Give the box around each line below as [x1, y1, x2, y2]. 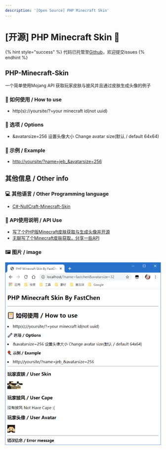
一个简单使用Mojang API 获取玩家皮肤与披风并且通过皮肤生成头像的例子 [5, 82, 151, 89]
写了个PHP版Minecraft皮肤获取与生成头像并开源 [12, 229, 110, 235]
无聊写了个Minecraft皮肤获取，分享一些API [12, 235, 100, 241]
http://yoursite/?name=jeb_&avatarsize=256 [12, 159, 102, 165]
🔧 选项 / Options [5, 121, 44, 128]
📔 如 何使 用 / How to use [5, 96, 62, 103]
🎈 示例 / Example [5, 147, 45, 154]
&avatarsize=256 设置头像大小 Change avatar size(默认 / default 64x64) [12, 133, 160, 139]
